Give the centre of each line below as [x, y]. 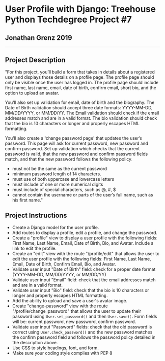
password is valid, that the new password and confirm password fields [77, 154]
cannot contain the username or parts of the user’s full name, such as [82, 195]
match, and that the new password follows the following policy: [69, 159]
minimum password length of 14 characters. [57, 174]
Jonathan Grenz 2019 [39, 38]
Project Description [35, 60]
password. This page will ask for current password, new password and [77, 143]
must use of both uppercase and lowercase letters [63, 179]
